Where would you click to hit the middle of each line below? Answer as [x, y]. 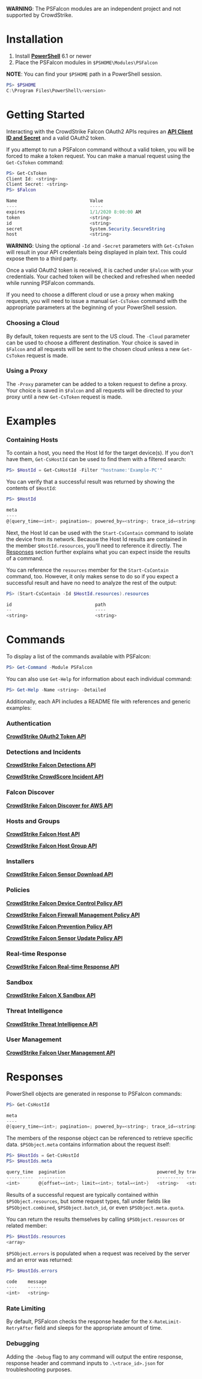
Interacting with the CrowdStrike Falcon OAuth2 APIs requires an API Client [100, 131]
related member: [27, 1225]
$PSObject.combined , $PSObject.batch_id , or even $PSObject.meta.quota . [96, 1207]
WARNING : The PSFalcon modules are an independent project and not [94, 9]
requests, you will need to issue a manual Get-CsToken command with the [97, 301]
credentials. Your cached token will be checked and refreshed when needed [101, 277]
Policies [18, 890]
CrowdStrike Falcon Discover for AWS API [60, 806]
